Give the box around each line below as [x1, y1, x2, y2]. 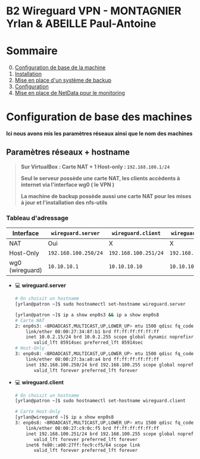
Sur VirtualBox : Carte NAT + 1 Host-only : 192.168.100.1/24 [20, 163, 170, 170]
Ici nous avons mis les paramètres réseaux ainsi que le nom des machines [6, 130, 193, 137]
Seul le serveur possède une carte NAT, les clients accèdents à [20, 174, 180, 181]
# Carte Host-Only [14, 409, 61, 415]
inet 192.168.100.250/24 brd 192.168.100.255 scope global [26, 362, 176, 368]
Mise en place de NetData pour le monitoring [14, 90, 125, 97]
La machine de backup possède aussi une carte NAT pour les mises [20, 192, 192, 199]
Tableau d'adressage [6, 214, 69, 222]
